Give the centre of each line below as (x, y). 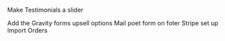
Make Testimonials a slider (45, 10)
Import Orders (28, 30)
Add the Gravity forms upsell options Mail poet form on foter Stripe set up (113, 23)
